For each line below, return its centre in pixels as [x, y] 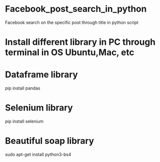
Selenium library [39, 108]
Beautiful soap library [50, 141]
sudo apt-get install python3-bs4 [38, 154]
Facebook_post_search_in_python [76, 9]
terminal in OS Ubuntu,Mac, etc [70, 53]
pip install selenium [24, 121]
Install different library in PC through [80, 42]
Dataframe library [42, 75]
